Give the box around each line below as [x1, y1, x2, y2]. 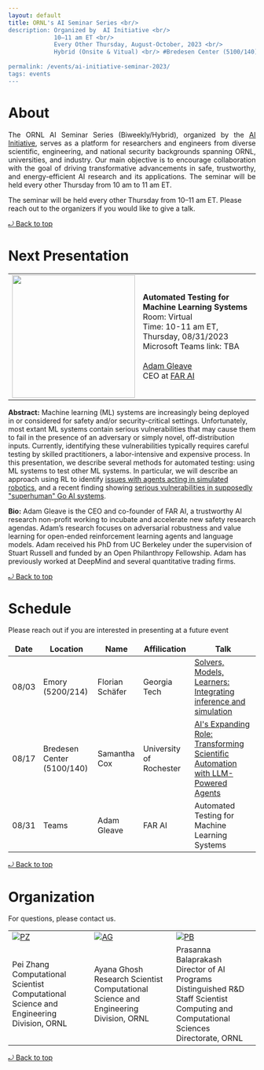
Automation [194, 758, 237, 769]
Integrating [194, 686, 235, 697]
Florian [97, 677, 123, 688]
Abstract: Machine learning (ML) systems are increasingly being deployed [8, 407, 250, 417]
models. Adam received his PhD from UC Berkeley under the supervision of [8, 539, 253, 549]
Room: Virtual [142, 311, 192, 322]
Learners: [194, 677, 230, 688]
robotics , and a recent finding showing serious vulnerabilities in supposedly [8, 483, 253, 492]
